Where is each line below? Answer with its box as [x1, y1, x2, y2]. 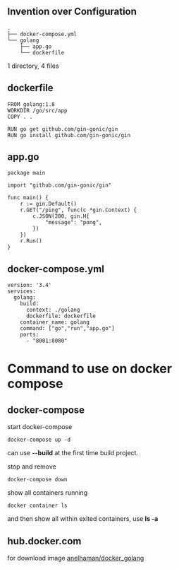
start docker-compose [7, 423, 73, 431]
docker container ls [7, 502, 68, 510]
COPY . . [7, 113, 33, 120]
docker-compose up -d [7, 436, 71, 444]
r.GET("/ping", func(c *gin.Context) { [20, 206, 137, 214]
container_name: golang [20, 319, 90, 326]
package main [7, 170, 46, 177]
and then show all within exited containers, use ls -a [7, 515, 159, 523]
